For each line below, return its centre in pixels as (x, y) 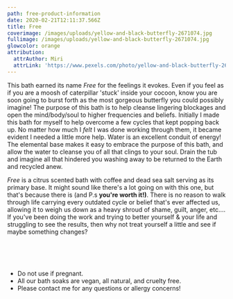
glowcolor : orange (34, 46)
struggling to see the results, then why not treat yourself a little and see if (112, 224)
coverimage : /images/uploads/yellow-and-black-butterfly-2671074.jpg (110, 33)
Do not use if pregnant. (50, 273)
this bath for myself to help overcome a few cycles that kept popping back (113, 122)
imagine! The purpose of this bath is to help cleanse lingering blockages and (116, 107)
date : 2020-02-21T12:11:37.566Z (54, 20)
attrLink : (27, 65)
